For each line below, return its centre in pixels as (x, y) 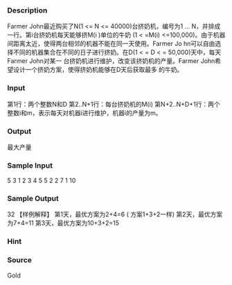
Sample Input (30, 165)
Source (20, 260)
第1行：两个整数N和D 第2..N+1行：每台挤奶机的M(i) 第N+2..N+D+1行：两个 (114, 104)
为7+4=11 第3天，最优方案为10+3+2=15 (63, 223)
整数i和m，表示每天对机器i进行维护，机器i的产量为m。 (84, 112)
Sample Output (33, 198)
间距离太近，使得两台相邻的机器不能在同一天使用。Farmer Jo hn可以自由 (111, 44)
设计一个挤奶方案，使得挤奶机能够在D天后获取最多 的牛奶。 (98, 70)
